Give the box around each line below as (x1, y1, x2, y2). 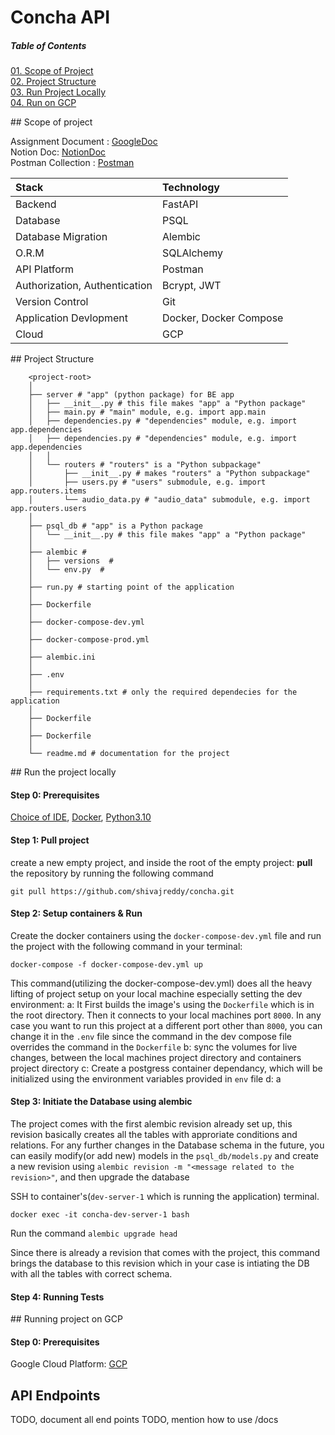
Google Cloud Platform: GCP (10, 1358, 128, 1370)
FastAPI (161, 197, 199, 211)
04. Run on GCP (10, 97, 77, 109)
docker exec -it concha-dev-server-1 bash (10, 1209, 190, 1220)
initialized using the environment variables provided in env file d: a (10, 1072, 282, 1085)
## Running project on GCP (10, 1313, 123, 1325)
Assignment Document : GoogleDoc (10, 136, 158, 148)
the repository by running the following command (10, 867, 214, 879)
